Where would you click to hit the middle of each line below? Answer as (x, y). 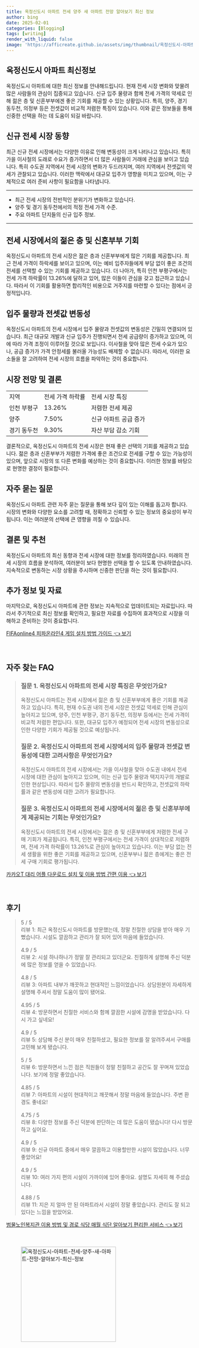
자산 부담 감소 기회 (115, 430)
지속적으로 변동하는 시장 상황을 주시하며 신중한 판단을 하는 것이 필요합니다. (92, 570)
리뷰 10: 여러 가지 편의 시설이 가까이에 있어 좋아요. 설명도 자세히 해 (97, 1177)
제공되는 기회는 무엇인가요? (65, 818)
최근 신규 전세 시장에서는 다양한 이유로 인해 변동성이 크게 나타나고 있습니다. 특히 (99, 152)
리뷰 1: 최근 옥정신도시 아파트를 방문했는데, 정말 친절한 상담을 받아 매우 (102, 930)
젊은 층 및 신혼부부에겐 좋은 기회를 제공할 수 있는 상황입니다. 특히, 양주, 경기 (100, 100)
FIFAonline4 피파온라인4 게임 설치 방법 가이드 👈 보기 (69, 633)
